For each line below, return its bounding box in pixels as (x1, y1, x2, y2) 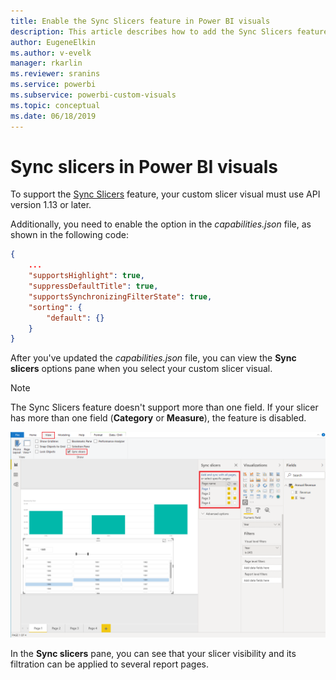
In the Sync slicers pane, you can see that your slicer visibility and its (10, 648, 297, 660)
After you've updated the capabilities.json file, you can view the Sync (10, 352, 297, 364)
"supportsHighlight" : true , (28, 271, 145, 281)
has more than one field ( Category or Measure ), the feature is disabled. (10, 412, 307, 424)
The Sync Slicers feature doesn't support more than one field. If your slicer (10, 401, 319, 414)
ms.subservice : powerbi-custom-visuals (10, 90, 177, 100)
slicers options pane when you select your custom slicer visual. (10, 363, 273, 375)
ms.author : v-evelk (10, 48, 92, 58)
